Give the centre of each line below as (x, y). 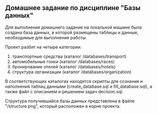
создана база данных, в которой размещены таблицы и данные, (72, 32)
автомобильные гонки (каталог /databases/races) (63, 61)
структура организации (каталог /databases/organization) (72, 72)
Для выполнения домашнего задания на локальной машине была (73, 27)
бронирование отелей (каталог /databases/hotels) (64, 66)
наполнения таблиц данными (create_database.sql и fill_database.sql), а (78, 86)
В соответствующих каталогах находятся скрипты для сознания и (74, 81)
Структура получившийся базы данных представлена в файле (70, 101)
